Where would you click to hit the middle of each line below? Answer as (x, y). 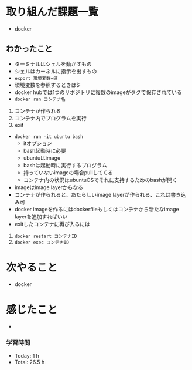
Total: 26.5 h (30, 362)
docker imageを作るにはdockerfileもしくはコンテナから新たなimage (97, 209)
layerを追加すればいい (41, 216)
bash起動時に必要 (44, 150)
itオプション (38, 143)
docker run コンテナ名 (40, 99)
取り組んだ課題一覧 (52, 12)
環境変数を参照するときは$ (47, 85)
